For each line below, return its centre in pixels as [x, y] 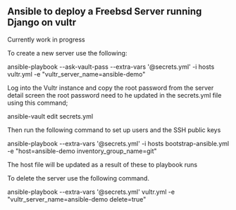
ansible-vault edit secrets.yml [50, 116]
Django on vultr [42, 23]
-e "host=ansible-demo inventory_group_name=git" [82, 151]
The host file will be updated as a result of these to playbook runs [103, 164]
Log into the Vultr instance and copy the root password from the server [111, 88]
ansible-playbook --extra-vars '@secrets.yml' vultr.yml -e [91, 192]
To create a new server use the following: [67, 53]
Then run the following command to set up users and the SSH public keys [114, 130]
